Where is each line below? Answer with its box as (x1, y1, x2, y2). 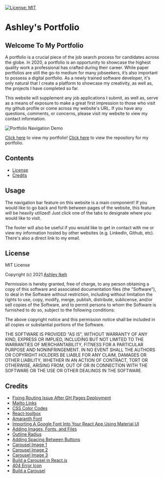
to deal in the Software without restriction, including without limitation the (5, 291, 153, 297)
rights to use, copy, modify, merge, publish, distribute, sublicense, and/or (5, 297, 153, 303)
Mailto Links (12, 400, 37, 406)
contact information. (5, 116, 46, 121)
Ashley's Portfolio (5, 22, 80, 33)
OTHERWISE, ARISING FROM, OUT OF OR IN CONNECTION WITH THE (5, 362, 148, 368)
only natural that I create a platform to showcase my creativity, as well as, (5, 80, 153, 86)
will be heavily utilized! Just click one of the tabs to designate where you (5, 210, 152, 215)
